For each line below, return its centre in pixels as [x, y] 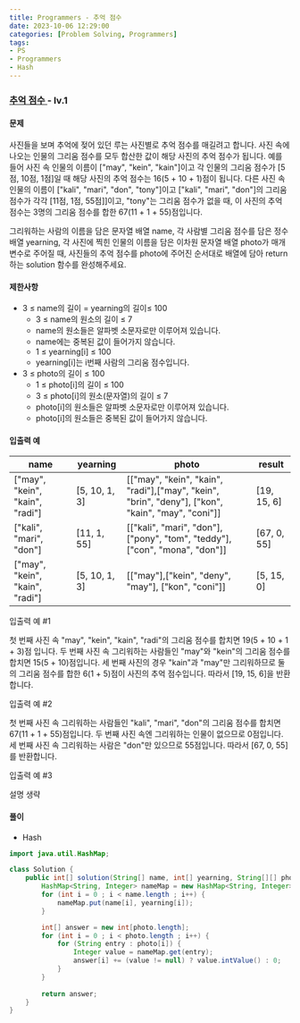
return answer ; [70, 993]
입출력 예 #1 [30, 621]
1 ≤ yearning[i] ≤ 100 [73, 352]
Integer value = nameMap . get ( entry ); [143, 952]
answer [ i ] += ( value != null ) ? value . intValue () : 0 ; [177, 961]
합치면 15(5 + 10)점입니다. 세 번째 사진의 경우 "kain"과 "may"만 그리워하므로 [143, 663]
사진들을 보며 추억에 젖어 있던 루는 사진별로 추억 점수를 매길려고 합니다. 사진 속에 [150, 145]
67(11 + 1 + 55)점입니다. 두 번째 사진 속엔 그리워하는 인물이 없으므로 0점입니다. [146, 734]
